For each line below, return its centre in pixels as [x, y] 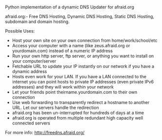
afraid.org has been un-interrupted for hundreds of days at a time [78, 113]
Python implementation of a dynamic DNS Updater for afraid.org [70, 7]
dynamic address [30, 71]
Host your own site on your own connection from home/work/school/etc [85, 40]
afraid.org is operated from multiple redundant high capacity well [77, 118]
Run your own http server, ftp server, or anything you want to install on [83, 56]
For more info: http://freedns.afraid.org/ [45, 132]
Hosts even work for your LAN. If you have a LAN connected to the [79, 77]
